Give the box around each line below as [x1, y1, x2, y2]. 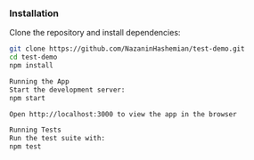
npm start [9, 93, 46, 102]
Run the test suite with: [9, 134, 105, 143]
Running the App [9, 76, 70, 86]
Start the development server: [9, 85, 126, 94]
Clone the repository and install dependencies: [9, 28, 181, 38]
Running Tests [9, 125, 62, 135]
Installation [9, 7, 60, 20]
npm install [9, 61, 53, 70]
